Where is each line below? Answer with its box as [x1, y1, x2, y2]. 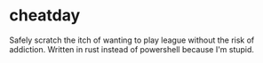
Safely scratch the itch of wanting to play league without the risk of [9, 35, 255, 45]
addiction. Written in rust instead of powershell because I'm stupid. [9, 43, 255, 54]
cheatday [9, 5, 81, 26]
